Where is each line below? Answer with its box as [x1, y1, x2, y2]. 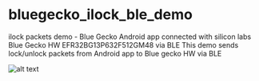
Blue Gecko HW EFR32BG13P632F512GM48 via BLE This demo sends [8, 40, 239, 49]
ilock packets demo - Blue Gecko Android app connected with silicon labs [8, 32, 252, 41]
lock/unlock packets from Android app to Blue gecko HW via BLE [8, 48, 222, 58]
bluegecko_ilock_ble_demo [8, 6, 193, 24]
